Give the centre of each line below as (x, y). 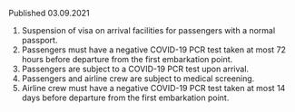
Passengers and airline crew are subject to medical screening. (138, 79)
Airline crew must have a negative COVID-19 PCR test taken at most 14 (153, 88)
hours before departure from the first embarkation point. (127, 59)
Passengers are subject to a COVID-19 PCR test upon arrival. (135, 69)
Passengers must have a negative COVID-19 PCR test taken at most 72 (154, 50)
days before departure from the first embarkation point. (125, 98)
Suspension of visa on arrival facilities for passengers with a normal (148, 30)
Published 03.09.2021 (49, 13)
